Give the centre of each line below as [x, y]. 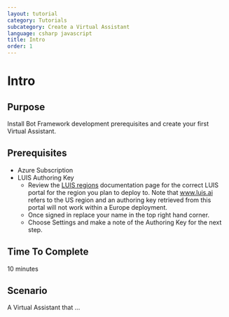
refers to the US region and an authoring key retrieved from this [119, 200]
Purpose [26, 107]
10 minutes [23, 269]
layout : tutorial [33, 14]
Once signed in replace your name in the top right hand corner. [119, 215]
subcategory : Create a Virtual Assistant [69, 27]
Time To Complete [48, 252]
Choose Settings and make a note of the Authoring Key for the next [125, 222]
